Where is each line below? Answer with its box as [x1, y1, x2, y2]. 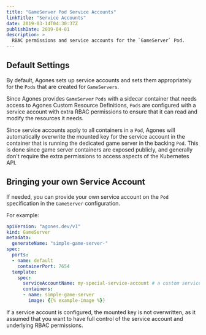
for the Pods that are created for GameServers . [6, 83, 120, 90]
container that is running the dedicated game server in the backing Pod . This [6, 139, 199, 147]
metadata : [6, 234, 32, 241]
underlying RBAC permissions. [6, 322, 83, 329]
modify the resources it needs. [6, 114, 84, 121]
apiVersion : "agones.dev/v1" [6, 223, 81, 229]
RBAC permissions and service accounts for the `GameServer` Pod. [12, 37, 185, 44]
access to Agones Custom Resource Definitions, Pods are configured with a [6, 101, 196, 109]
